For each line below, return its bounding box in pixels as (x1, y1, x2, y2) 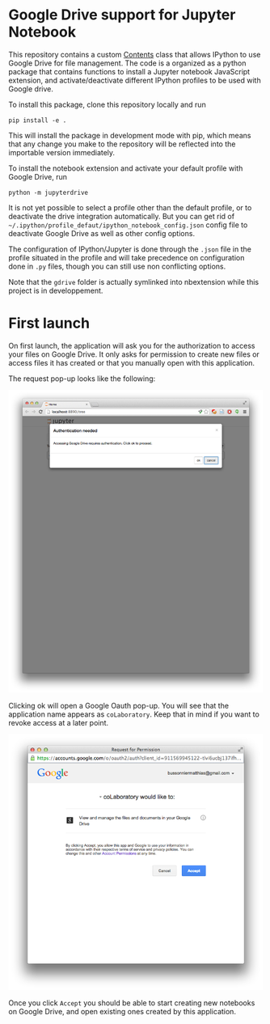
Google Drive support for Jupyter (8, 6, 236, 24)
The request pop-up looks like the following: (8, 374, 156, 383)
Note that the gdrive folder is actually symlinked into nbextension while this (8, 277, 259, 286)
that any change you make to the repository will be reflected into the (8, 139, 236, 149)
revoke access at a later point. (8, 718, 109, 728)
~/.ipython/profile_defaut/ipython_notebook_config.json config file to (8, 220, 248, 230)
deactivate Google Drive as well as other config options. (8, 228, 196, 238)
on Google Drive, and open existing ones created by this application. (8, 1006, 237, 1016)
